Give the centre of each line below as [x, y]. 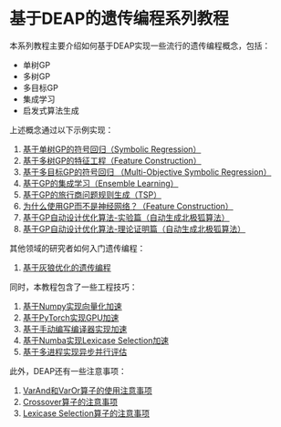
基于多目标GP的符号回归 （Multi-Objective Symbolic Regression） [147, 172]
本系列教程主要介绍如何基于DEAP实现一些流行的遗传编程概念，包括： [140, 46]
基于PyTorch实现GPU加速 [71, 317]
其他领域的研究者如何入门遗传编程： [78, 248]
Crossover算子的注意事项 [70, 402]
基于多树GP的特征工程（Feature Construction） [112, 160]
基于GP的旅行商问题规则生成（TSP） [92, 194]
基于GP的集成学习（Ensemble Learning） [100, 183]
